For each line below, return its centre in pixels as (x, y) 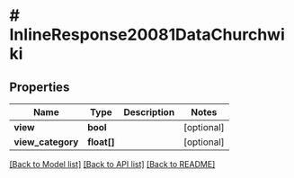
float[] (101, 142)
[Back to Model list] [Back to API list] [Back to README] (112, 164)
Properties (40, 87)
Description (149, 112)
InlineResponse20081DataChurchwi (147, 35)
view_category (46, 142)
